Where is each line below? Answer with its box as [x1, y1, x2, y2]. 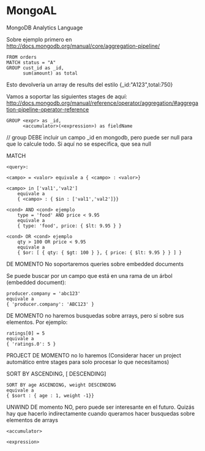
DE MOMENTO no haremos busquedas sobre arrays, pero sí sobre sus [6, 311, 184, 319]
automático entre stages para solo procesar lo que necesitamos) [6, 358, 170, 365]
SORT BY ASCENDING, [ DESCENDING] [6, 370, 106, 377]
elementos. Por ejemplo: [6, 318, 68, 326]
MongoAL [6, 4, 57, 18]
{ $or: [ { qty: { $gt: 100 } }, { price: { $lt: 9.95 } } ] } [17, 249, 182, 256]
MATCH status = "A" [6, 59, 56, 65]
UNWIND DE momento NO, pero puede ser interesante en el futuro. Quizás [6, 403, 195, 411]
